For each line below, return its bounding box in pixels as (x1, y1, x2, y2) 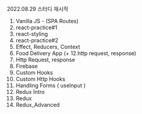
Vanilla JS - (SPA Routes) (15, 18, 79, 24)
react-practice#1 (15, 24, 58, 31)
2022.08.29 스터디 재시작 (7, 5, 69, 12)
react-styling (15, 30, 48, 38)
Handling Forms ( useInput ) (15, 82, 86, 89)
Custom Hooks (15, 69, 53, 76)
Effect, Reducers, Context (15, 43, 81, 50)
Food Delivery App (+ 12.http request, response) (15, 50, 137, 56)
